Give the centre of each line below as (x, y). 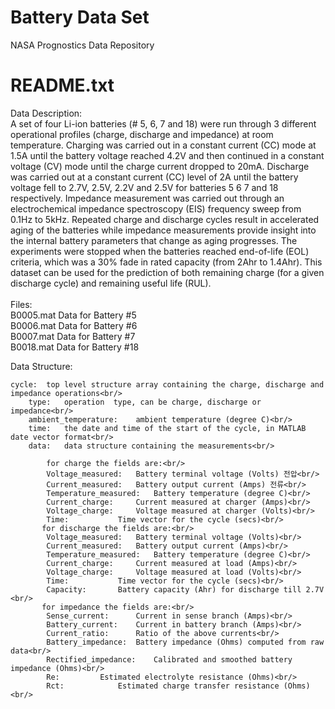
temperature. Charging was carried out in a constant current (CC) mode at (163, 145)
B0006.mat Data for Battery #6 (74, 325)
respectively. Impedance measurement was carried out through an (147, 198)
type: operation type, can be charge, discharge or (145, 402)
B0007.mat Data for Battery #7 (73, 336)
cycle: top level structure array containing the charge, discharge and (167, 384)
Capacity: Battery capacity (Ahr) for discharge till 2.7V (185, 589)
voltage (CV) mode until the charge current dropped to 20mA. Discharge (160, 166)
